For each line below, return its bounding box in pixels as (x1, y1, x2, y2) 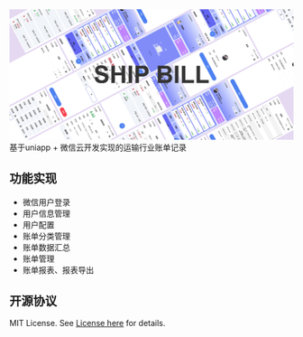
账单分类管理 (22, 230, 70, 241)
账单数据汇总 (22, 241, 70, 252)
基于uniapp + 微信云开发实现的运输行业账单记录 (9, 142, 188, 153)
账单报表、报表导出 (22, 264, 95, 275)
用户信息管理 (22, 208, 70, 219)
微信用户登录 (22, 196, 70, 207)
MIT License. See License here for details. (9, 318, 166, 329)
